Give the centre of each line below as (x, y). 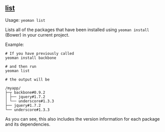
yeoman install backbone (31, 58)
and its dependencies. (28, 124)
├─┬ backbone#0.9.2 (25, 92)
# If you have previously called (40, 53)
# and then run (21, 66)
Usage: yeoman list (25, 20)
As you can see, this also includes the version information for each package (82, 119)
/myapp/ (13, 88)
